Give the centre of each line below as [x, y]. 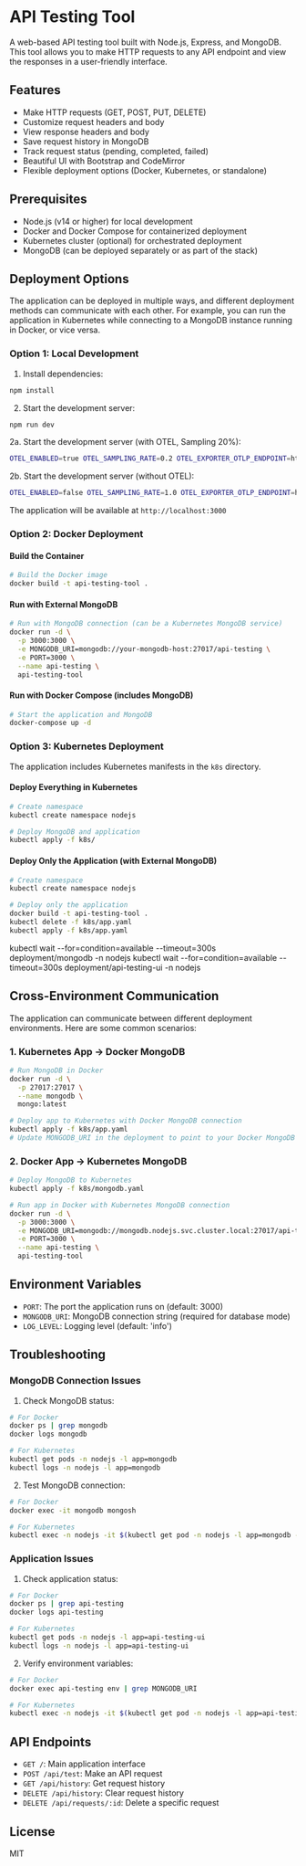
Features [35, 90]
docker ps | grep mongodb [58, 1426]
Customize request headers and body [93, 121]
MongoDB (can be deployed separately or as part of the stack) [140, 250]
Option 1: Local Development [74, 353]
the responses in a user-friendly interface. [89, 61]
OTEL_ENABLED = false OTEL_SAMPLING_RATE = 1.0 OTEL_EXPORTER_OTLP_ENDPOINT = [153, 493]
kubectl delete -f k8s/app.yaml [71, 922]
